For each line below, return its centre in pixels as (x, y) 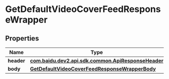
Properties (22, 38)
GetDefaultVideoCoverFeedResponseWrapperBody (93, 69)
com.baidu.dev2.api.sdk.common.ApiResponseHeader (97, 61)
